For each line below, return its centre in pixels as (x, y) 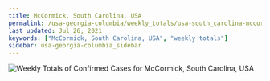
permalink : (27, 23)
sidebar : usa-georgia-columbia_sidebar (75, 46)
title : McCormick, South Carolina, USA (75, 16)
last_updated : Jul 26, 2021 (55, 30)
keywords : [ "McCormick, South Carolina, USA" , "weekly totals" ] (118, 38)
